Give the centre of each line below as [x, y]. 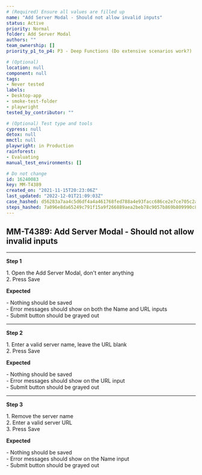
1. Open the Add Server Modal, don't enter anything [70, 273]
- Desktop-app [24, 96]
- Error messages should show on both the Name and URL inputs [87, 309]
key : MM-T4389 [24, 185]
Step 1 [14, 261]
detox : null [21, 135]
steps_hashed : [24, 207]
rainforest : [21, 151]
